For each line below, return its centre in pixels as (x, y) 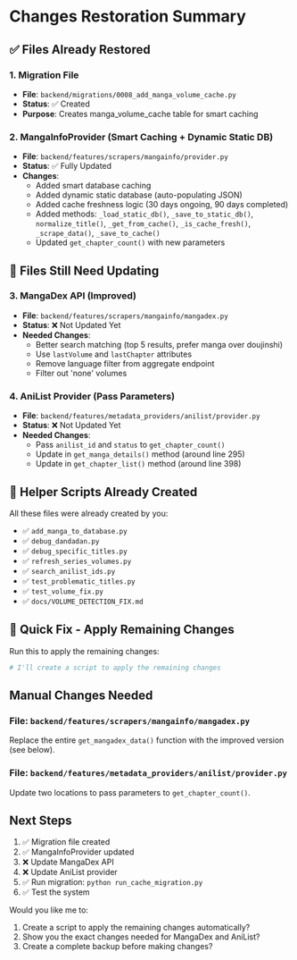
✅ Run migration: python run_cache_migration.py (112, 882)
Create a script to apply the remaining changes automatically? (136, 928)
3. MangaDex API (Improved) (73, 296)
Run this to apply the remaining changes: (84, 651)
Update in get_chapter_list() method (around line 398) (138, 464)
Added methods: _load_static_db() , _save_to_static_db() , (144, 214)
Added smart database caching (93, 186)
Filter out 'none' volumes (81, 373)
